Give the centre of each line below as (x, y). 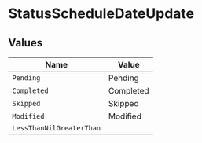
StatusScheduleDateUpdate (101, 14)
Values (26, 43)
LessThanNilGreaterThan (57, 128)
